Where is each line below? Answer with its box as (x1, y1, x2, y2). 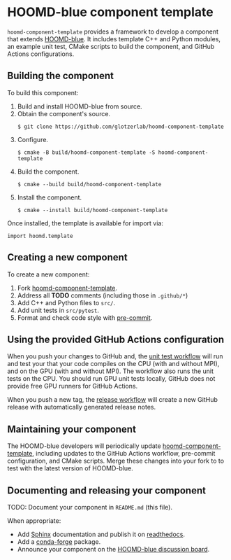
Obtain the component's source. (17, 109, 110, 118)
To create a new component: (7, 270, 90, 279)
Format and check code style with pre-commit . (17, 313, 153, 322)
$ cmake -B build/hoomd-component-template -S (17, 148, 156, 156)
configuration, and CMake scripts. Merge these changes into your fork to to (7, 456, 225, 465)
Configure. (17, 135, 49, 143)
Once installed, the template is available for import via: (7, 218, 164, 227)
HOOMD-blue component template (7, 4, 214, 20)
